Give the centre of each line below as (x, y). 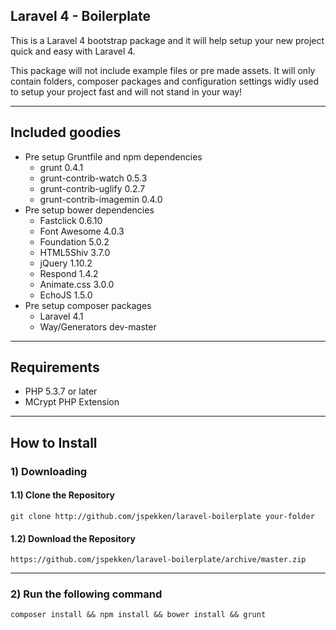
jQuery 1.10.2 (66, 263)
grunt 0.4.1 (61, 167)
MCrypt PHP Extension (72, 402)
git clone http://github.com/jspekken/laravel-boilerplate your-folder (162, 516)
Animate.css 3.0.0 (77, 284)
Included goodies (66, 132)
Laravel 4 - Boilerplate (81, 16)
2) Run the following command (86, 594)
